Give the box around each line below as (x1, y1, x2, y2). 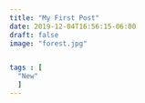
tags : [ (9, 63, 43, 73)
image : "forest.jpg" (9, 38, 88, 48)
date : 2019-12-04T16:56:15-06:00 (9, 22, 137, 31)
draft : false (9, 30, 59, 39)
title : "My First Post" (9, 13, 100, 23)
